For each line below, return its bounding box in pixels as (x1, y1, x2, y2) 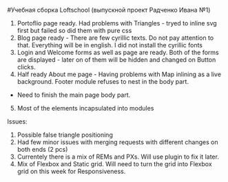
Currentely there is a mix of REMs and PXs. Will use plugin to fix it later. (17, 152, 219, 161)
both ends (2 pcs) (17, 146, 68, 153)
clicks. (17, 63, 36, 71)
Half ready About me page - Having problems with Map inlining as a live (17, 70, 222, 78)
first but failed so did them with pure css (17, 27, 132, 34)
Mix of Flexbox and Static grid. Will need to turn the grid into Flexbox (17, 160, 212, 168)
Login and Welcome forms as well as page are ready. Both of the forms (17, 48, 219, 56)
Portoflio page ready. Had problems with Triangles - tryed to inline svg (17, 19, 217, 27)
